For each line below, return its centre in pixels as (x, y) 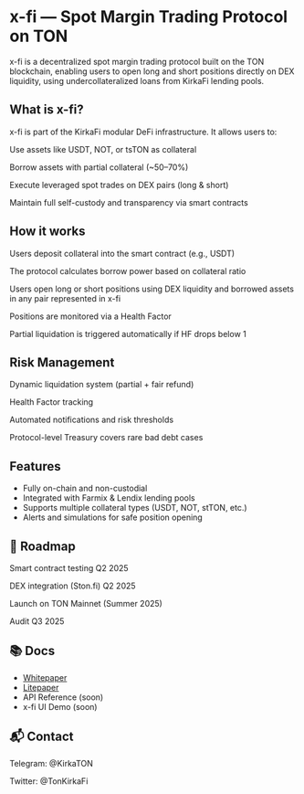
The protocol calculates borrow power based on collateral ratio (128, 270)
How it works (47, 232)
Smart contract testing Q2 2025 (69, 568)
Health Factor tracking (52, 402)
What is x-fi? (47, 110)
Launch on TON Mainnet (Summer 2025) (86, 603)
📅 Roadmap (42, 546)
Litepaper (41, 687)
